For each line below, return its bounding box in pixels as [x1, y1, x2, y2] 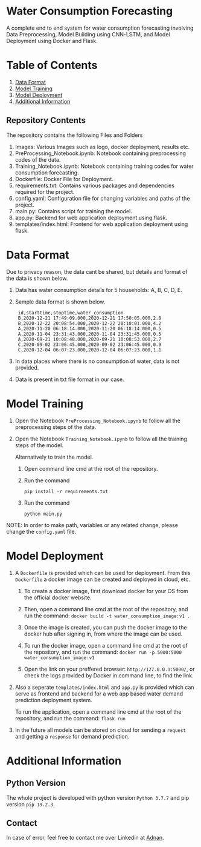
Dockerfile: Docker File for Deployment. [14, 175, 113, 182]
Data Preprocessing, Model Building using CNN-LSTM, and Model [6, 30, 170, 38]
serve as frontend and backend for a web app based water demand [14, 689, 183, 697]
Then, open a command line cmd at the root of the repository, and [24, 605, 188, 613]
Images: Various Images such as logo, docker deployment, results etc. [14, 143, 190, 150]
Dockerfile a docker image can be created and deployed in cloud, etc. [14, 576, 190, 583]
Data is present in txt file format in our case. [14, 376, 125, 383]
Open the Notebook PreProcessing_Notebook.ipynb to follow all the [14, 417, 181, 424]
